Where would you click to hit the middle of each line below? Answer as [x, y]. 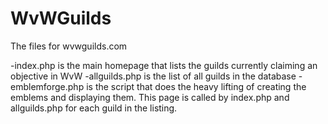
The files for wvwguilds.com [69, 46]
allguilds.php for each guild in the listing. [94, 108]
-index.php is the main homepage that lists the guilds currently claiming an [164, 65]
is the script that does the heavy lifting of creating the [196, 86]
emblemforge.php [47, 86]
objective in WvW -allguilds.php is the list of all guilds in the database [153, 76]
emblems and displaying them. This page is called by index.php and [150, 97]
